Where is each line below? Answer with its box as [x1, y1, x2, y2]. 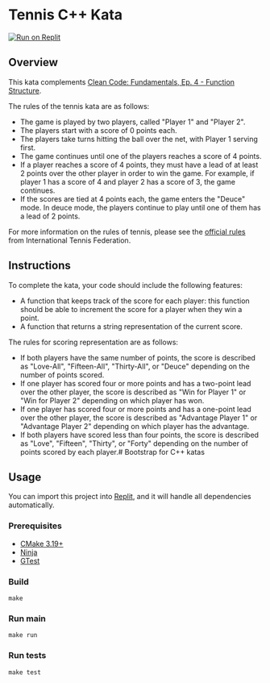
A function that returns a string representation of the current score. [19, 321, 243, 331]
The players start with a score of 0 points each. [19, 125, 177, 135]
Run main [8, 613, 47, 624]
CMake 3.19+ [19, 539, 64, 548]
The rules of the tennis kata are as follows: [8, 101, 150, 110]
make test [8, 668, 42, 677]
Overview [8, 56, 59, 69]
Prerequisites [8, 520, 62, 531]
